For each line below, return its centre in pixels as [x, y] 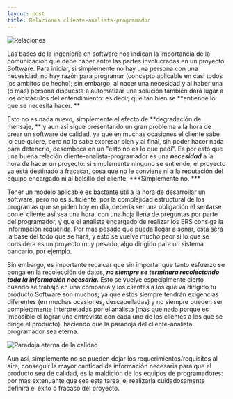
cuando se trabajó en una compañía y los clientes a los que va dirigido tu [112, 287]
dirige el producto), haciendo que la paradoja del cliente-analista [100, 324]
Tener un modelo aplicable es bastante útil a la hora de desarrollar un [106, 192]
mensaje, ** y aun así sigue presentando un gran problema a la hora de [110, 126]
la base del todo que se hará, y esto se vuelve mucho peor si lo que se [109, 236]
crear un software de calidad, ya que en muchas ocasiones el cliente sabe [114, 134]
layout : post [26, 14]
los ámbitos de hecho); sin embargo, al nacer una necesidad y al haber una [115, 83]
